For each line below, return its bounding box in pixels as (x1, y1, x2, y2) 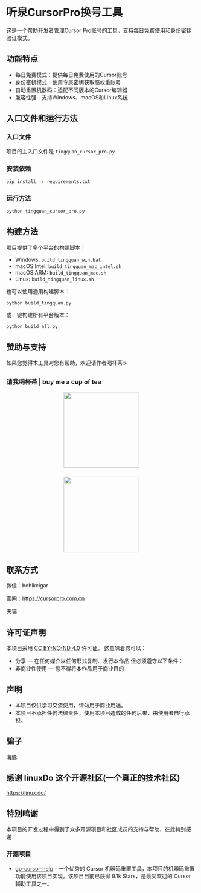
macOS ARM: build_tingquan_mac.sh (14, 269, 107, 276)
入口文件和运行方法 (6, 113, 78, 124)
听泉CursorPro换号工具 (6, 5, 123, 19)
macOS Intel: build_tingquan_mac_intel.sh (14, 262, 122, 270)
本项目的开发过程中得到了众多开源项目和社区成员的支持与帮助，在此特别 (6, 826, 186, 833)
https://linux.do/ (6, 789, 46, 797)
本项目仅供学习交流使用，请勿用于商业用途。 (14, 701, 127, 709)
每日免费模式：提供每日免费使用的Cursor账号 (14, 71, 128, 78)
